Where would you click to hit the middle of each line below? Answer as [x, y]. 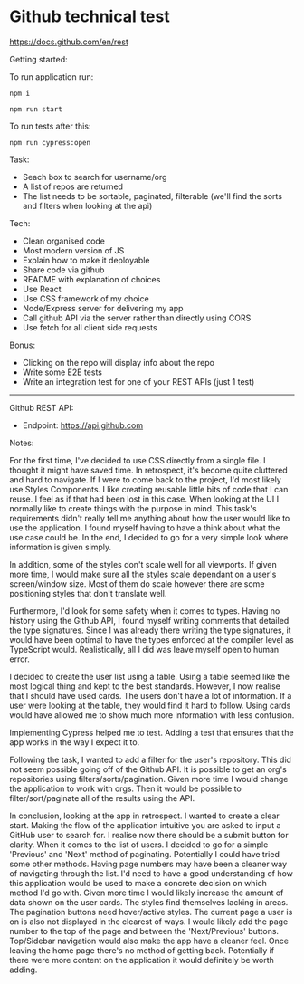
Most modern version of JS [73, 250]
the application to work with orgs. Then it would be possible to [125, 788]
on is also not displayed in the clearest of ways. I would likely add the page [149, 922]
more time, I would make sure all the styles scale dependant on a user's [143, 574]
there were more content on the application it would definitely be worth [142, 960]
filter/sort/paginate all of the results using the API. [102, 798]
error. [19, 659]
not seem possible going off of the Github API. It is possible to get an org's [148, 769]
